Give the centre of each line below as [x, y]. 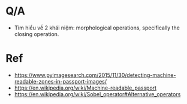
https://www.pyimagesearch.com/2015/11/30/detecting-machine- [95, 75]
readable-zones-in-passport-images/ [61, 81]
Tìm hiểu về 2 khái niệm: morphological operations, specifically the [97, 28]
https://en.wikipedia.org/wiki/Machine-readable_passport [85, 88]
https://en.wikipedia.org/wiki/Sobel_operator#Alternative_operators [97, 94]
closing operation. [37, 34]
